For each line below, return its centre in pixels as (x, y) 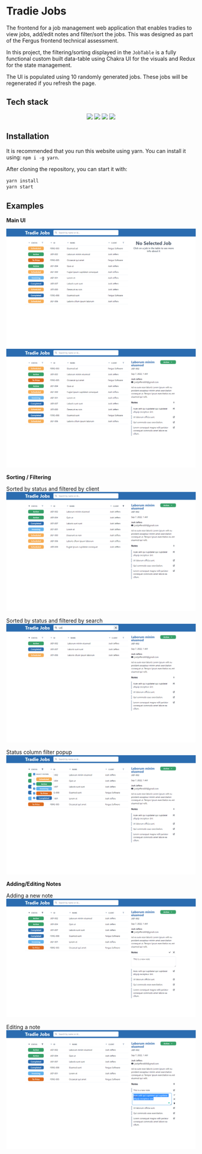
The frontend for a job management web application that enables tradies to (99, 28)
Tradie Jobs (36, 11)
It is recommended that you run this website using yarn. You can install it (96, 151)
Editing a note (23, 1027)
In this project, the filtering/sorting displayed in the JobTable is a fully (91, 52)
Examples (25, 206)
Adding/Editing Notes (34, 883)
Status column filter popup (39, 752)
